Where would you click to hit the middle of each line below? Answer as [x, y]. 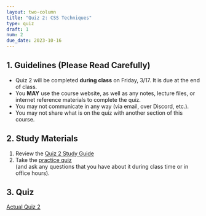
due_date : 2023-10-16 [34, 40]
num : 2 [15, 35]
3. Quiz [20, 192]
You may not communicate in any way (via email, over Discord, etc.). [102, 106]
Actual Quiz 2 [24, 207]
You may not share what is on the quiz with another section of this [99, 113]
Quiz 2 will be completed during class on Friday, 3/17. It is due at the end [107, 80]
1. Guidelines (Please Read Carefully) [78, 65]
